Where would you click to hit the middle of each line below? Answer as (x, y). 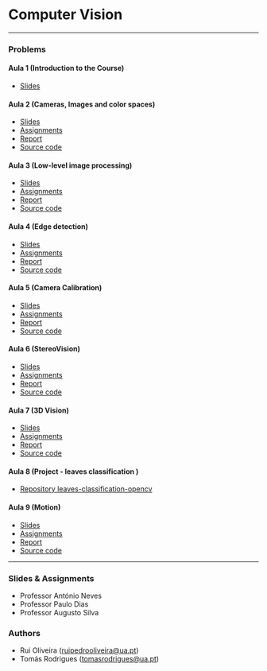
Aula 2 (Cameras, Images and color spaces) (82, 104)
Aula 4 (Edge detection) (48, 227)
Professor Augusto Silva (59, 612)
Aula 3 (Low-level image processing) (70, 165)
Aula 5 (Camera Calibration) (55, 288)
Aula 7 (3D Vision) (39, 410)
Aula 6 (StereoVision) (44, 349)
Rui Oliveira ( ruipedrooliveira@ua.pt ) (79, 650)
